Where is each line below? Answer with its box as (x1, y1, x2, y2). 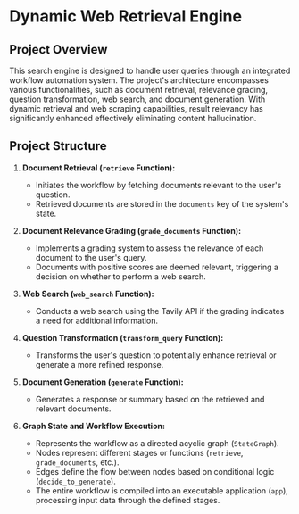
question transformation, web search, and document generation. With (9, 94, 266, 104)
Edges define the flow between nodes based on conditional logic (35, 466, 275, 477)
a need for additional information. (35, 315, 159, 326)
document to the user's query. (35, 252, 147, 262)
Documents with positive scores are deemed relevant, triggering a (35, 261, 279, 272)
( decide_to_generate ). (35, 476, 116, 486)
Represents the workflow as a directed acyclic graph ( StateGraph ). (35, 437, 279, 448)
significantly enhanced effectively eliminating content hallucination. (9, 113, 257, 123)
